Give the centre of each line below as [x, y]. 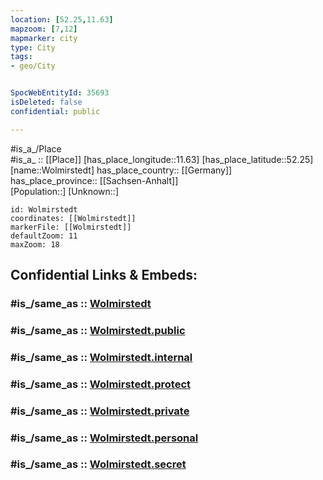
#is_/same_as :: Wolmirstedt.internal [101, 357]
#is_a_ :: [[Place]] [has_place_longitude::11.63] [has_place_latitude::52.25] [162, 159]
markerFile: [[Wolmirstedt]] [71, 227]
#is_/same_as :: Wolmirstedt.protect [101, 384]
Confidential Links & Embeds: [104, 275]
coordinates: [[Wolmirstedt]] [73, 218]
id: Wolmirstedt [44, 209]
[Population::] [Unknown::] [65, 191]
